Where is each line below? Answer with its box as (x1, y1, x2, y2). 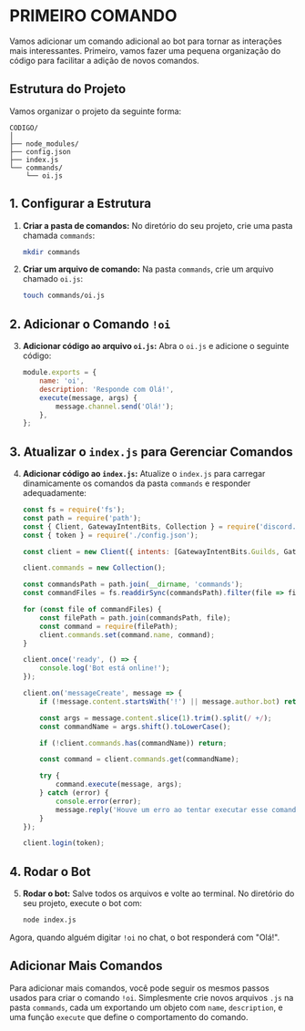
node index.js (22, 915, 76, 925)
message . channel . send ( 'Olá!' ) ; (56, 402, 175, 411)
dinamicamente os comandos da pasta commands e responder (22, 478, 251, 489)
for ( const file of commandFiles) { (22, 605, 162, 614)
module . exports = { (22, 368, 97, 377)
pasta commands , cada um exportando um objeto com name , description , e (9, 1002, 284, 1013)
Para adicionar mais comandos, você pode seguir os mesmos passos (9, 982, 270, 994)
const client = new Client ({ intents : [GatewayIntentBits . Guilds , (22, 547, 280, 556)
